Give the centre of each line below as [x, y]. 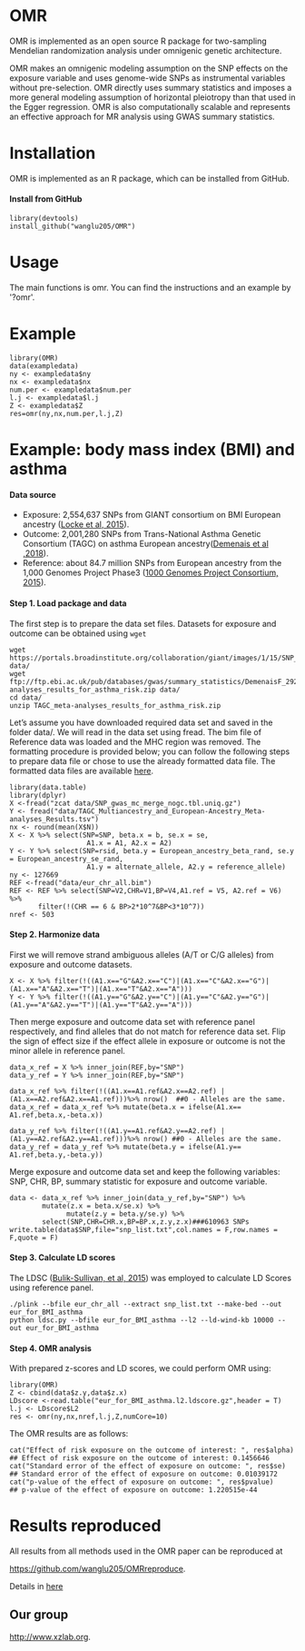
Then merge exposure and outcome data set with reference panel [133, 1021]
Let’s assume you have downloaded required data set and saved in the [141, 722]
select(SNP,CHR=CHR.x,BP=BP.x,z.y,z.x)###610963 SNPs [146, 1222]
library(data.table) [49, 787]
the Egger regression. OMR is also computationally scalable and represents [150, 106]
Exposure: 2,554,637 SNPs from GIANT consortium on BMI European [152, 515]
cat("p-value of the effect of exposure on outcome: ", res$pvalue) [142, 1482]
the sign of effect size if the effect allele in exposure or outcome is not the [148, 1040]
